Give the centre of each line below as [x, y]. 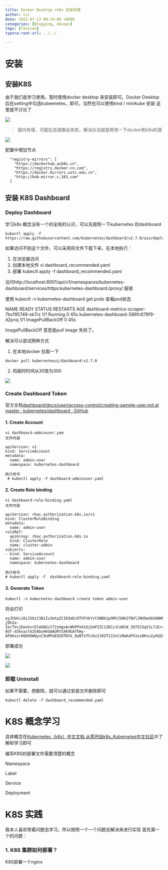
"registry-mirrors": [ [33, 159]
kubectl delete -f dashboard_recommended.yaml [54, 700]
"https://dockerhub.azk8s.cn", [47, 164]
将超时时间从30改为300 [37, 371]
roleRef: [14, 532]
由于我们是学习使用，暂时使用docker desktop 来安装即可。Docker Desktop [82, 97]
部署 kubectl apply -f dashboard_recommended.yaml [67, 271]
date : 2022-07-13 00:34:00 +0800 [40, 19]
